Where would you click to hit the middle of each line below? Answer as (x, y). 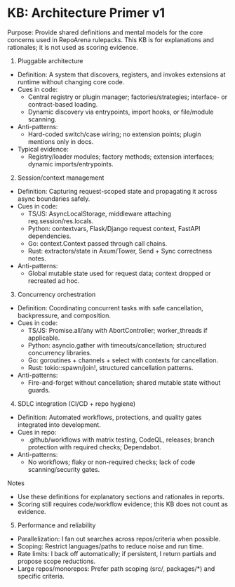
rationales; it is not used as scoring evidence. (73, 47)
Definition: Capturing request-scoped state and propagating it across (117, 191)
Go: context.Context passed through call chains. (98, 243)
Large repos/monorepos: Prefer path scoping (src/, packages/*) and (116, 568)
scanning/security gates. (64, 469)
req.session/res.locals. (61, 221)
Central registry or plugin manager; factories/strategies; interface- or (128, 97)
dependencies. (49, 236)
